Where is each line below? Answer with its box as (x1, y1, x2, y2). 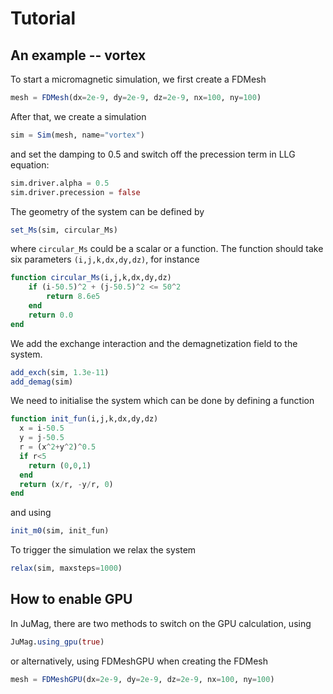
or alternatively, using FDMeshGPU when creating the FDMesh (10, 655, 269, 667)
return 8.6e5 (46, 292, 101, 302)
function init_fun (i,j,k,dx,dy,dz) (10, 414, 159, 424)
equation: (10, 158, 50, 171)
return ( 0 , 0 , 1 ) (28, 460, 92, 471)
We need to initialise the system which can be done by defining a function (10, 395, 315, 407)
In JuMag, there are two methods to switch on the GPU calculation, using (10, 617, 312, 629)
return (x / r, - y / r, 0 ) (19, 479, 114, 489)
